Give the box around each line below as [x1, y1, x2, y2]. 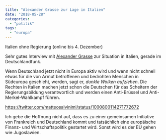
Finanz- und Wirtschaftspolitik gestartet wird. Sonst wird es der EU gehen [5, 124, 157, 130]
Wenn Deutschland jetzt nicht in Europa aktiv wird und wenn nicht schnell [5, 68, 156, 74]
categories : [5, 16, 30, 21]
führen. [45, 94, 61, 100]
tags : [5, 26, 16, 31]
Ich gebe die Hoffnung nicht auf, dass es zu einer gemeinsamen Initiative [5, 114, 155, 119]
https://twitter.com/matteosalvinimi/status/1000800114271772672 [5, 104, 139, 110]
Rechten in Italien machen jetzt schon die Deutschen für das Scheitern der [5, 84, 158, 90]
